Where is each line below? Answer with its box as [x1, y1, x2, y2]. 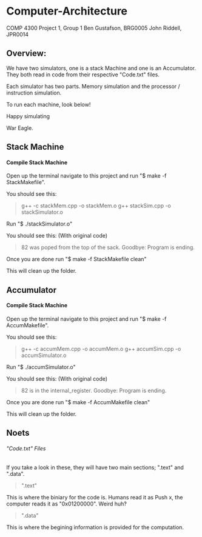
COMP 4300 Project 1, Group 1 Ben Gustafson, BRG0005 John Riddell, [6, 24, 182, 32]
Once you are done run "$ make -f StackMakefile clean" [6, 256, 147, 263]
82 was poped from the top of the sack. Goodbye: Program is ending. [21, 244, 195, 251]
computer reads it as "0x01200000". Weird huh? [6, 500, 127, 507]
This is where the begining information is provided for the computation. [6, 523, 184, 531]
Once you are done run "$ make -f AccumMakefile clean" [6, 398, 150, 405]
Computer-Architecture [6, 4, 128, 18]
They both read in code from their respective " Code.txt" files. [6, 71, 160, 78]
